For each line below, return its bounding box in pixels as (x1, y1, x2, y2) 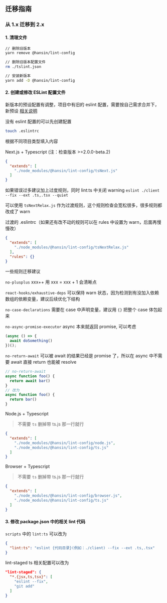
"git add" (14, 584, 35, 589)
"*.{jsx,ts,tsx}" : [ (10, 574, 53, 579)
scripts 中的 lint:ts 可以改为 (5, 531, 67, 537)
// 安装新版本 (5, 73, 31, 79)
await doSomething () (10, 338, 53, 344)
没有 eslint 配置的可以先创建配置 (5, 118, 72, 124)
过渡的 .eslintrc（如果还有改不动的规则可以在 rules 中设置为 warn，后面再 (5, 219, 157, 225)
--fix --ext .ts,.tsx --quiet (5, 193, 69, 198)
